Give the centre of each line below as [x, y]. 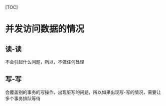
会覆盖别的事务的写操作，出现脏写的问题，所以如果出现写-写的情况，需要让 [83, 92]
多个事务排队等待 [23, 98]
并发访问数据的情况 [45, 29]
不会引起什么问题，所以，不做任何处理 [45, 62]
